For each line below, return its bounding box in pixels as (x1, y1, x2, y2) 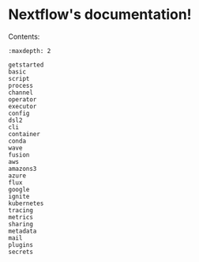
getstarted (8, 61, 44, 69)
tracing (8, 206, 34, 215)
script (8, 74, 30, 82)
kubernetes (8, 199, 44, 207)
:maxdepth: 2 (8, 47, 51, 55)
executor (8, 102, 37, 110)
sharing (8, 220, 34, 228)
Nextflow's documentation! (8, 6, 192, 24)
